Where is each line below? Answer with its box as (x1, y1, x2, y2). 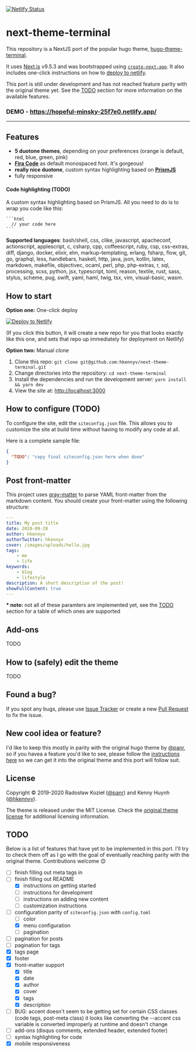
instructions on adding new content (23, 896, 109, 903)
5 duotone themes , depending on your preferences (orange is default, (14, 148, 184, 155)
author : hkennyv (6, 531, 45, 537)
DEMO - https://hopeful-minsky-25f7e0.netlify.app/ (6, 107, 157, 115)
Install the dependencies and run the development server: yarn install (14, 376, 187, 383)
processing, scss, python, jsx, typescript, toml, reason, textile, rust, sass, (6, 268, 181, 275)
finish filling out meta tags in (14, 869, 83, 876)
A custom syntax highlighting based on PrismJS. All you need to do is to (6, 199, 179, 206)
